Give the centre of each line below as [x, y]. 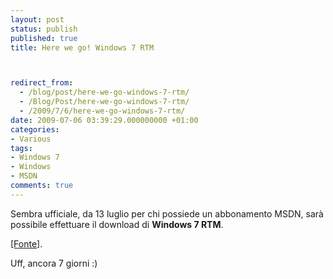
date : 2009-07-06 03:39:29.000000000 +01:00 [104, 120]
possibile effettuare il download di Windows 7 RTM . [117, 224]
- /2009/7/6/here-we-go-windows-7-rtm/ [102, 111]
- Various [31, 139]
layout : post [37, 19]
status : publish [44, 29]
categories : [35, 129]
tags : [21, 148]
